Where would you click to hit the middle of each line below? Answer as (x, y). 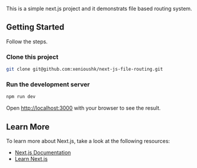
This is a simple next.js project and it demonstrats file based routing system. (99, 9)
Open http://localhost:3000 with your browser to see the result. (84, 108)
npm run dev (21, 97)
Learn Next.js (31, 159)
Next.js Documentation (43, 152)
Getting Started (35, 27)
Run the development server (48, 84)
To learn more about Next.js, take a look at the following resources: (88, 141)
